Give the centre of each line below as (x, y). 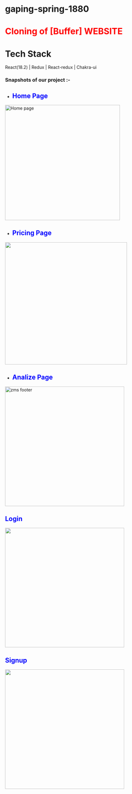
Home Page (30, 96)
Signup (16, 660)
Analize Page (32, 377)
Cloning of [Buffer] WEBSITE (64, 32)
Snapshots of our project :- (38, 80)
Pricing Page (32, 233)
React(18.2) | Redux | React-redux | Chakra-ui (51, 68)
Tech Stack (28, 54)
